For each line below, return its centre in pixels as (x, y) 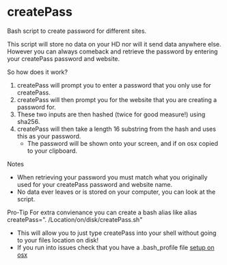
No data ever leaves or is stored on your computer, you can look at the (116, 192)
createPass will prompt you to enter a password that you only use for (114, 85)
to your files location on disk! (58, 240)
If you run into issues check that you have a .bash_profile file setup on (116, 247)
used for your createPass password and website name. (95, 184)
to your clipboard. (52, 151)
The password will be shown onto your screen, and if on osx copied (123, 143)
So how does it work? (38, 72)
